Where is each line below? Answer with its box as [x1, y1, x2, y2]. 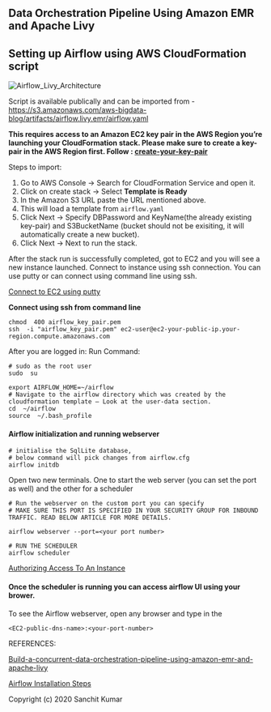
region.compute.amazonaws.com [8, 332, 111, 341]
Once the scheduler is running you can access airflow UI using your [8, 582, 241, 591]
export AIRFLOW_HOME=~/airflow [8, 384, 114, 392]
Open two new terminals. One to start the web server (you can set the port [8, 475, 257, 485]
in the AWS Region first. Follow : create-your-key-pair [23, 147, 208, 156]
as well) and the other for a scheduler [8, 484, 133, 493]
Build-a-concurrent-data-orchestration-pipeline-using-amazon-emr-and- [8, 654, 253, 663]
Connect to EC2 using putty [8, 287, 101, 296]
